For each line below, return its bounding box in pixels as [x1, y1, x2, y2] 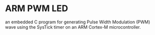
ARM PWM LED [5, 3, 68, 14]
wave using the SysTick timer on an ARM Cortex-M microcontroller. [5, 24, 141, 30]
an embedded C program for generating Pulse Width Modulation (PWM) [5, 19, 151, 25]
